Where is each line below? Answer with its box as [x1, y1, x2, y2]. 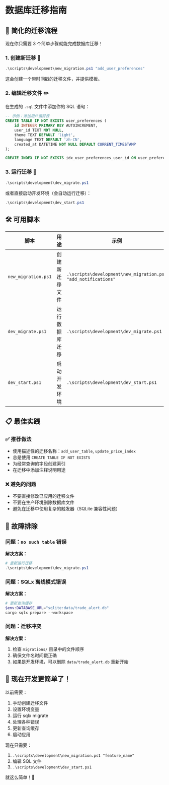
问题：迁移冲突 [5, 623, 42, 630]
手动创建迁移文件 [12, 700, 48, 706]
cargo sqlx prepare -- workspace [5, 610, 73, 615]
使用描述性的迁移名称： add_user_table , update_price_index [12, 448, 136, 454]
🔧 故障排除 [5, 522, 38, 531]
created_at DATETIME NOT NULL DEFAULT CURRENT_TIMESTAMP [14, 142, 136, 147]
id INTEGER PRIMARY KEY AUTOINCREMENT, [14, 123, 98, 128]
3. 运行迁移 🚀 [5, 168, 37, 175]
